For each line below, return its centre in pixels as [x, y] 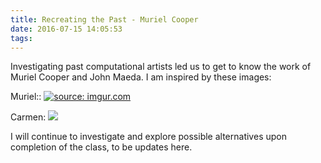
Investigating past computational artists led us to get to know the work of [161, 67]
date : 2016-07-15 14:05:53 [66, 29]
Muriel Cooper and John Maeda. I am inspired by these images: [141, 77]
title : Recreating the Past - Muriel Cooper [104, 19]
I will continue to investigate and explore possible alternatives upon [148, 137]
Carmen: [28, 117]
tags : [21, 38]
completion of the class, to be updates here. [101, 147]
